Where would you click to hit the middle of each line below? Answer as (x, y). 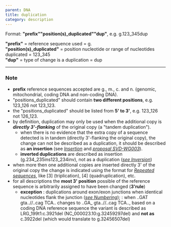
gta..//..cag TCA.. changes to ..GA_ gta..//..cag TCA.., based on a (88, 203)
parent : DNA (18, 10)
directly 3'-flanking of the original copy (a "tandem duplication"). (82, 127)
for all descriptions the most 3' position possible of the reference (81, 181)
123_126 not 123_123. (34, 105)
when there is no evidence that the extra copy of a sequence (84, 132)
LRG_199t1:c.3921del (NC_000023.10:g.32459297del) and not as (87, 213)
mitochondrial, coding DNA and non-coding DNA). (65, 94)
